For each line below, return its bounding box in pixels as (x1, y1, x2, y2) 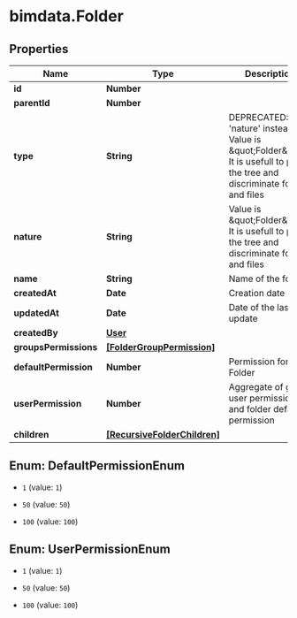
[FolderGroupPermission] (105, 341, 216, 353)
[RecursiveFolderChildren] (105, 429, 221, 440)
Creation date (228, 287, 286, 299)
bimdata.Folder (9, 6, 124, 27)
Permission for (228, 355, 289, 368)
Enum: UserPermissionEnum (9, 542, 171, 557)
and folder (228, 403, 271, 415)
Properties (9, 42, 69, 57)
